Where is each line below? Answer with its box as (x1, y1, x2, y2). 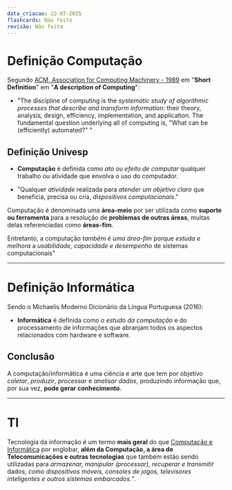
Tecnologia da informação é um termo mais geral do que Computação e (7, 437, 213, 446)
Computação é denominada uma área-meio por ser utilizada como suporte (7, 206, 222, 215)
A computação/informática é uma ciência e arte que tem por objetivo (7, 369, 204, 378)
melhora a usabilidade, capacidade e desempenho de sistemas (7, 242, 188, 250)
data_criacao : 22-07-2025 (7, 10, 81, 17)
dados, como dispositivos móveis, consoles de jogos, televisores (7, 467, 192, 475)
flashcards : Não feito (7, 17, 72, 24)
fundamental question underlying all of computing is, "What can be (17, 119, 209, 127)
